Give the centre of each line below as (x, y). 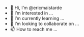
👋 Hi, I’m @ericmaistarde (36, 8)
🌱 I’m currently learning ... (37, 18)
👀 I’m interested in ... (32, 13)
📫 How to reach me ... (34, 29)
